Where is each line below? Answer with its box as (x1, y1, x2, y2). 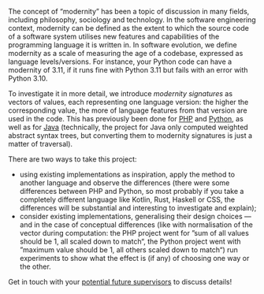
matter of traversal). (8, 140, 73, 148)
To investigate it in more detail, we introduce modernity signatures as (8, 89, 233, 98)
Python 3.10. (8, 74, 48, 83)
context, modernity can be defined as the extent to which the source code (8, 24, 250, 32)
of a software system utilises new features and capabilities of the (8, 32, 220, 41)
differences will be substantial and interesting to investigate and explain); (19, 203, 257, 212)
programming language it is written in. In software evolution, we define (8, 40, 238, 50)
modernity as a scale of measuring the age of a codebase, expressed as (8, 49, 244, 58)
